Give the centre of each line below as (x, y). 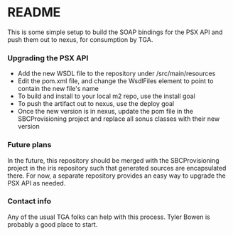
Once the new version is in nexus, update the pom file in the (105, 112)
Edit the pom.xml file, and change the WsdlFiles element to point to (115, 81)
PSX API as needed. (37, 183)
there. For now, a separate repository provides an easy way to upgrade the (116, 176)
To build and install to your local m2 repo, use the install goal (106, 96)
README (34, 12)
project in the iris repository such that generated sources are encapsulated (117, 168)
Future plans (29, 145)
